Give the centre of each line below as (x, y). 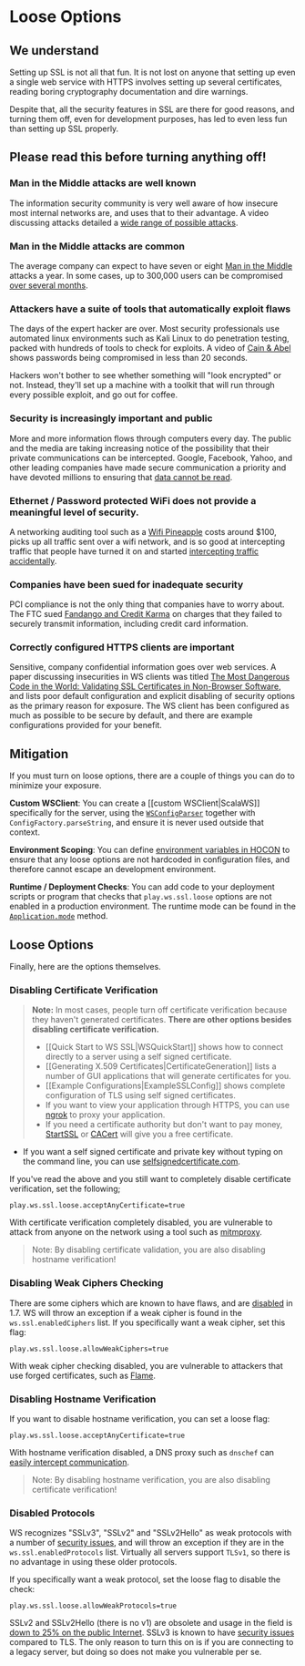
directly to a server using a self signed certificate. (138, 1057)
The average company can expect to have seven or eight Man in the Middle (151, 265)
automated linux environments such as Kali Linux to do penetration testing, (149, 338)
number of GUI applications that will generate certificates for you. (168, 1076)
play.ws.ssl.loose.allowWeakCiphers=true (89, 1349)
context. (25, 832)
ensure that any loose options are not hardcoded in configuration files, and (149, 859)
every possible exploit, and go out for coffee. (94, 395)
